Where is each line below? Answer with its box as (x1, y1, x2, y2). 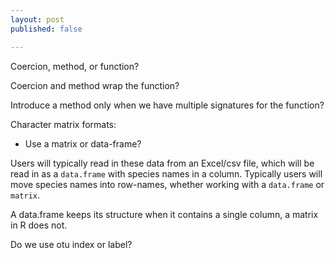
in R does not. (10, 219, 68, 231)
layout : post (10, 14, 65, 25)
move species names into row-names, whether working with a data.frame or (10, 178, 325, 190)
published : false (10, 24, 83, 34)
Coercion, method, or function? (10, 60, 140, 72)
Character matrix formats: (10, 118, 117, 130)
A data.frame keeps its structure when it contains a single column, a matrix (10, 208, 319, 220)
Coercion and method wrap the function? (10, 79, 180, 91)
